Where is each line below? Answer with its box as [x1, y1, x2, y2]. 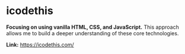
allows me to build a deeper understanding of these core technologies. [6, 29, 179, 36]
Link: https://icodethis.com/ [6, 41, 74, 48]
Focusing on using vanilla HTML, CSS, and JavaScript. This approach [6, 23, 179, 31]
